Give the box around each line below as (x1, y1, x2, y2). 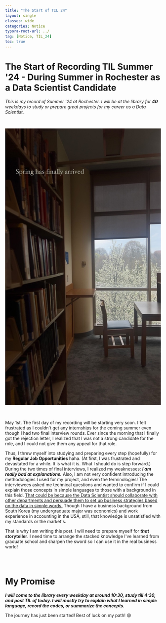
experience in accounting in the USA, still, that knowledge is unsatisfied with (5, 513, 161, 519)
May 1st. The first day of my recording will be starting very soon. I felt (5, 419, 147, 425)
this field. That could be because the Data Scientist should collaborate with (5, 492, 158, 498)
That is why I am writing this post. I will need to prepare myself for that (5, 528, 149, 534)
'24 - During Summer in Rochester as (5, 72, 161, 83)
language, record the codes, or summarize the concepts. (5, 603, 125, 609)
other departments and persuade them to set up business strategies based (5, 497, 158, 503)
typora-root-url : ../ (5, 29, 50, 34)
